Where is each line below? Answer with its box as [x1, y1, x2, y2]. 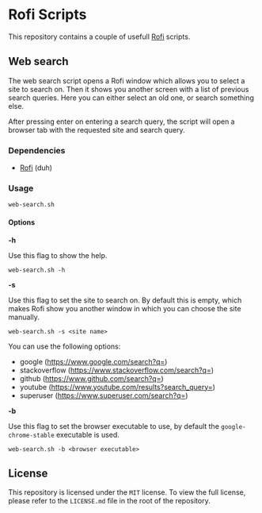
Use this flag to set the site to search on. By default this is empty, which [8, 295, 242, 305]
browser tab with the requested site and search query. [8, 125, 185, 134]
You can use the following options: [8, 341, 121, 351]
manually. [8, 312, 40, 322]
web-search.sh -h [8, 266, 66, 274]
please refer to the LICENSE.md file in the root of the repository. [8, 496, 211, 506]
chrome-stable [8, 431, 55, 439]
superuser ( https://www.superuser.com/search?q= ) [19, 391, 188, 400]
